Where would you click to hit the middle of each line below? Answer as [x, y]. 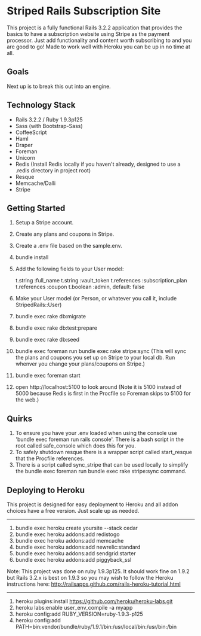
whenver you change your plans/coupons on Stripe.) [80, 364]
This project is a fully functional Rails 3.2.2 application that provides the [95, 28]
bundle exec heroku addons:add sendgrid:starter [75, 553]
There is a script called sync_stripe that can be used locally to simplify [102, 465]
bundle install [32, 257]
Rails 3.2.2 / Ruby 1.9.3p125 [49, 119]
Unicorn [25, 157]
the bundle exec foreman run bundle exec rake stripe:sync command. [101, 471]
